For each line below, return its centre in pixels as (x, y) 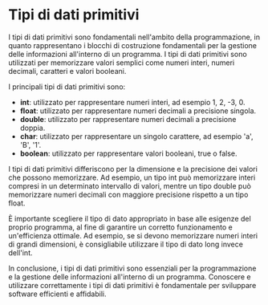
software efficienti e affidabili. (57, 294)
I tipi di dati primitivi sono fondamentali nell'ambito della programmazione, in (134, 37)
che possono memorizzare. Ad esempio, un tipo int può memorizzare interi (132, 177)
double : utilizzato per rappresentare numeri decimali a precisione (128, 119)
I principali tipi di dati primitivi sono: (67, 87)
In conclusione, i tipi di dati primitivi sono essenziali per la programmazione (132, 268)
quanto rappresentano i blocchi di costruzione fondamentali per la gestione (133, 45)
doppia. (32, 128)
